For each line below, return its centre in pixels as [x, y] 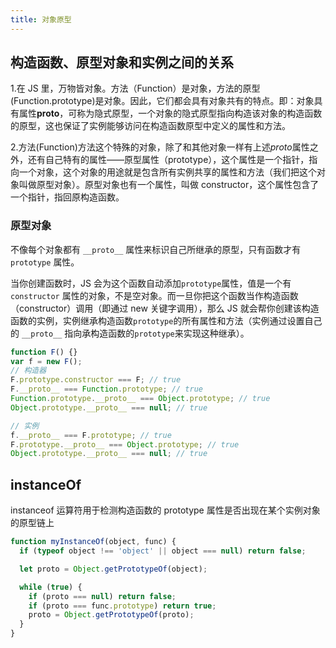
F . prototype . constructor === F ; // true [96, 380]
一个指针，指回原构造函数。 [67, 197]
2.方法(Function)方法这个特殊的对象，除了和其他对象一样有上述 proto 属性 [160, 147]
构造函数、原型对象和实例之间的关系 [122, 62]
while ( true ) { [51, 587]
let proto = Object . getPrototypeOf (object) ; [113, 569]
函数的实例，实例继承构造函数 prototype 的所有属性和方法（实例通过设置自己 [166, 320]
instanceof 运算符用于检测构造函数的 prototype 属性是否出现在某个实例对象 [165, 510]
